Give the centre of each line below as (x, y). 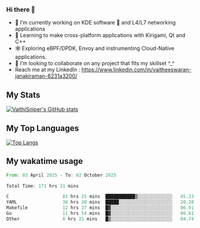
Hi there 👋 (21, 10)
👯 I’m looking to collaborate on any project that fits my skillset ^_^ (95, 63)
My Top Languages (43, 128)
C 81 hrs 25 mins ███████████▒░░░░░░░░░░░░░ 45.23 (100, 197)
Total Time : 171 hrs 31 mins (43, 186)
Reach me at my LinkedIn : (48, 70)
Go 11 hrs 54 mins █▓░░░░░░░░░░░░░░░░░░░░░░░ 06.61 (100, 214)
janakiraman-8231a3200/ (46, 76)
